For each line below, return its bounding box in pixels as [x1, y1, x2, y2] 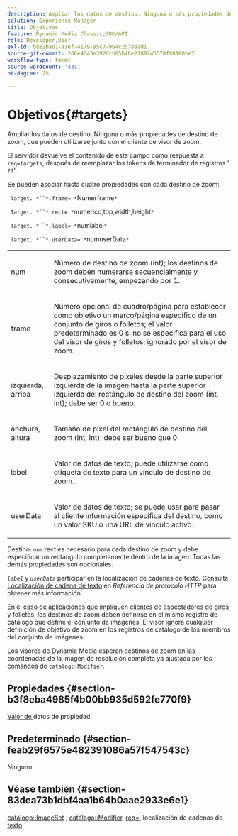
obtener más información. [7, 589, 83, 598]
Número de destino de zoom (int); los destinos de [53, 258, 218, 268]
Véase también [7, 783, 76, 796]
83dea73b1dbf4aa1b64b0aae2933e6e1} [7, 794, 189, 806]
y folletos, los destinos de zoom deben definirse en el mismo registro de [7, 610, 218, 619]
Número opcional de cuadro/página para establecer [53, 302, 226, 312]
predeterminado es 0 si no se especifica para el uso [53, 328, 227, 338]
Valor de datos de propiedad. [7, 713, 92, 721]
